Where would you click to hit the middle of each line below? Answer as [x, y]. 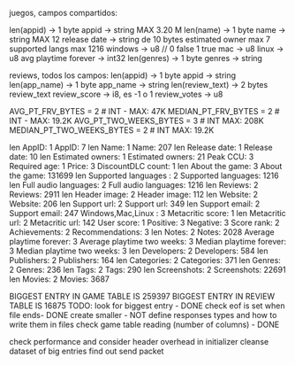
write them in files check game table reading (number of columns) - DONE [144, 324]
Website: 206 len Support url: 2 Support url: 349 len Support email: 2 [135, 204]
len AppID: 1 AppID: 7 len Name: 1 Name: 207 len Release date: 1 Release [141, 147]
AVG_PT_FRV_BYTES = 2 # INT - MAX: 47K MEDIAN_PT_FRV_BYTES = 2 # [144, 111]
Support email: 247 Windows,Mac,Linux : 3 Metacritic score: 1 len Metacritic [148, 213]
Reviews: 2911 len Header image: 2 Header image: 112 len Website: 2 [134, 194]
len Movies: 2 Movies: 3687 [60, 279]
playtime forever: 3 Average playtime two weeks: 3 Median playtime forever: [148, 241]
